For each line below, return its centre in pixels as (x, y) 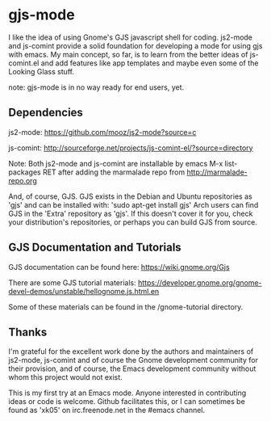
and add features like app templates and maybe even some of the (150, 63)
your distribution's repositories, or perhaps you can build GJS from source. (133, 222)
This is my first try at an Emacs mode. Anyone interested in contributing (127, 393)
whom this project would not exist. (65, 377)
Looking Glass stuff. (42, 71)
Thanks (28, 332)
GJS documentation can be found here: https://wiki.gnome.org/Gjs (119, 267)
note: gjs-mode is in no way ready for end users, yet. (96, 87)
